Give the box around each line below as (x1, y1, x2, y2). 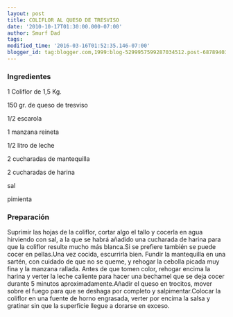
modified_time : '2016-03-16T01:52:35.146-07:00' (7, 42, 150, 49)
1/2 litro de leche (7, 142, 55, 150)
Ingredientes (7, 71, 51, 81)
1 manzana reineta (7, 128, 60, 136)
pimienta (7, 195, 33, 203)
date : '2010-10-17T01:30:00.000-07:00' (7, 23, 123, 30)
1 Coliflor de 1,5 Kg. (7, 87, 62, 96)
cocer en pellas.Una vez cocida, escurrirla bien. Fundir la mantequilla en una (7, 250, 226, 259)
